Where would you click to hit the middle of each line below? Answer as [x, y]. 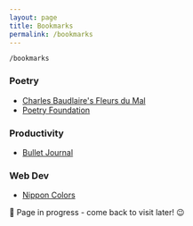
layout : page [33, 17]
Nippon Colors [48, 195]
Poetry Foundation [56, 110]
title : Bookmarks [41, 26]
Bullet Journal [48, 152]
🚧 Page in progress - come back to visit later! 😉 [97, 213]
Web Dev [29, 175]
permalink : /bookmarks [51, 34]
